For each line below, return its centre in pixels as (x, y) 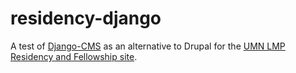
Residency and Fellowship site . (74, 56)
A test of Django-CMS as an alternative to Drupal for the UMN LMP (148, 46)
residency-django (86, 18)
